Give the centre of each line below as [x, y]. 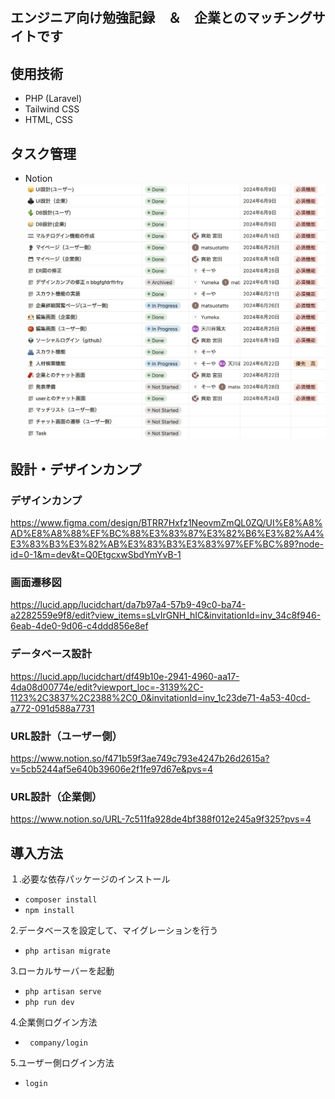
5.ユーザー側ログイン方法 [62, 1063]
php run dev [49, 1003]
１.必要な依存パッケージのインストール [90, 879]
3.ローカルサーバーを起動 [62, 971]
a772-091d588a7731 [52, 708]
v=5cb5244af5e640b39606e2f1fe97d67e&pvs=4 [111, 769]
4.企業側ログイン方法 [54, 1022]
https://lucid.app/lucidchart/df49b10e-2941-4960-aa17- [125, 676]
